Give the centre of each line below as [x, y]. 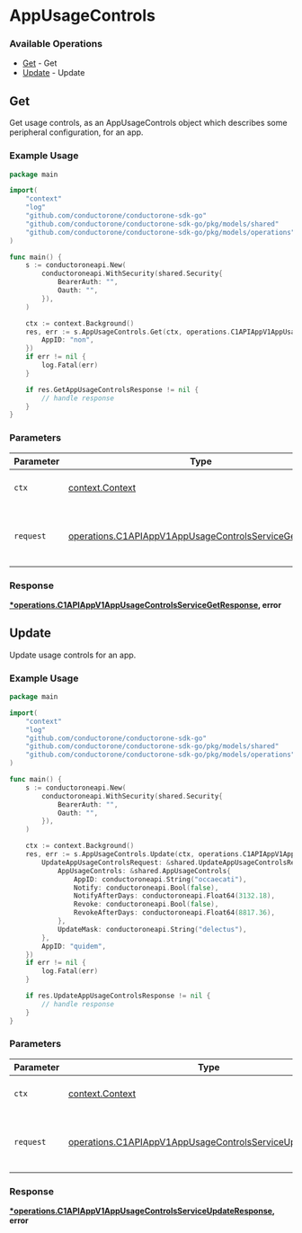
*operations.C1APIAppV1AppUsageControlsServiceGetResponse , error [145, 604]
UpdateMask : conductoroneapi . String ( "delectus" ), [152, 929]
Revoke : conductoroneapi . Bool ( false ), [146, 905]
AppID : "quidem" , [74, 946]
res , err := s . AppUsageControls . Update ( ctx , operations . [134, 854]
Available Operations [56, 44]
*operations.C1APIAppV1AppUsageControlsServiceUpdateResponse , [142, 1211]
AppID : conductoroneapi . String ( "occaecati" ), [160, 879]
